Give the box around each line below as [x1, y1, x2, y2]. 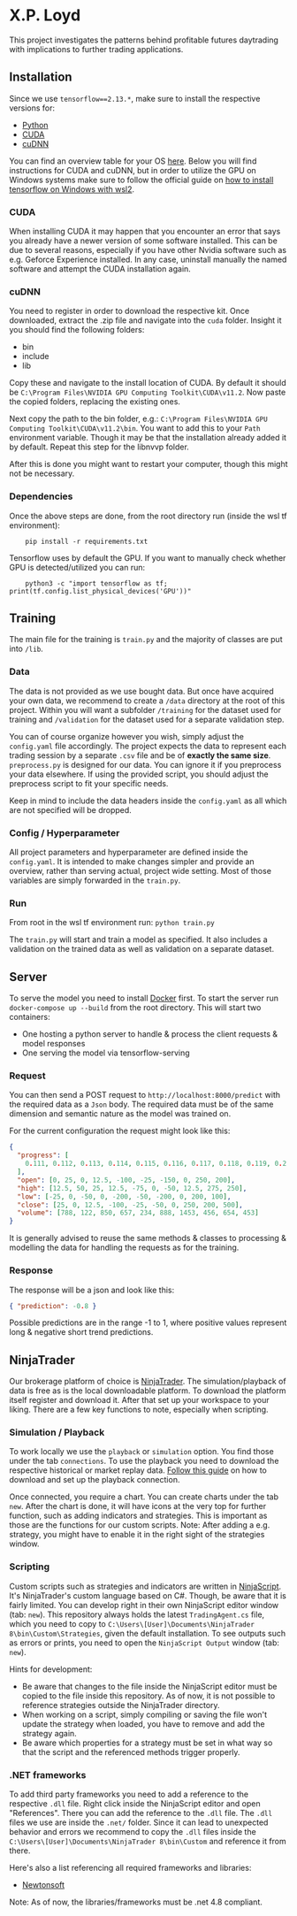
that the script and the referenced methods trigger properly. [21, 1746, 240, 1757]
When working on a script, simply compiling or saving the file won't [21, 1709, 268, 1720]
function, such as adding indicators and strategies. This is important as [9, 1510, 268, 1521]
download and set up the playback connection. [9, 1475, 180, 1485]
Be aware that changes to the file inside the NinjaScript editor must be [21, 1681, 278, 1691]
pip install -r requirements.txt [25, 537, 148, 546]
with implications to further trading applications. [9, 43, 184, 54]
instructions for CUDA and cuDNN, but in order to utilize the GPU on [9, 165, 256, 175]
